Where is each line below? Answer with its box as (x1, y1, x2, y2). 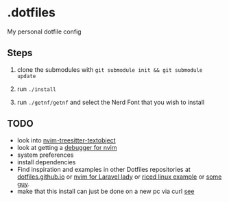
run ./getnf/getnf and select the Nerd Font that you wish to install (16, 98, 204, 106)
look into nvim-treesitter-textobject (16, 136, 116, 144)
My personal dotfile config (7, 27, 82, 36)
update (16, 73, 36, 79)
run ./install (16, 84, 56, 93)
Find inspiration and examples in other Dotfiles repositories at (16, 165, 191, 173)
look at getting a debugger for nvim (16, 143, 117, 151)
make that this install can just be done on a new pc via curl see (16, 187, 195, 195)
